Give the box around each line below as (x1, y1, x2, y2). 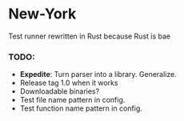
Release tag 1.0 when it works (19, 78, 118, 88)
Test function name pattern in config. (19, 103, 142, 113)
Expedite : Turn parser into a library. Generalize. (19, 70, 178, 79)
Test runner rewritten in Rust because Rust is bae (8, 31, 171, 41)
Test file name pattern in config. (19, 95, 126, 105)
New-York (8, 5, 77, 23)
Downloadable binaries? (19, 87, 100, 96)
